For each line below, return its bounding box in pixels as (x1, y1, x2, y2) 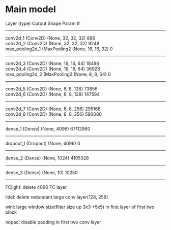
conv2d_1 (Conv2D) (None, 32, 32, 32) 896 (5, 35, 96, 41)
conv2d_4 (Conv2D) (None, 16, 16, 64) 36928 (5, 65, 100, 72)
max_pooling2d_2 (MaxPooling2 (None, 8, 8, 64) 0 (5, 71, 111, 77)
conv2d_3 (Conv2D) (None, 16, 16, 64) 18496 (5, 60, 99, 67)
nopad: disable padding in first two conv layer (5, 219, 101, 225)
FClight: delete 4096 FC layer (5, 184, 67, 190)
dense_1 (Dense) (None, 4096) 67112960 (5, 125, 91, 132)
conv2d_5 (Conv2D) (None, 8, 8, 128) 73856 (5, 85, 98, 92)
